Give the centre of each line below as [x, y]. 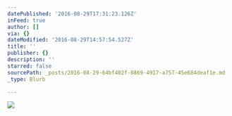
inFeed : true [26, 20]
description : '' [31, 60]
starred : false [30, 66]
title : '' [22, 46]
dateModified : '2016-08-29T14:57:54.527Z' [71, 40]
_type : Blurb [26, 79]
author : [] [23, 27]
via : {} [19, 33]
